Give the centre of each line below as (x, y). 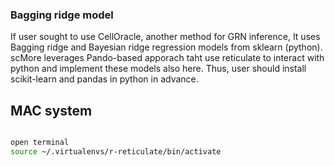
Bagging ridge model (62, 15)
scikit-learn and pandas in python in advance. (104, 79)
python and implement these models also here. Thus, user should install (158, 69)
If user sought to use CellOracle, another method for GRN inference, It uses (165, 37)
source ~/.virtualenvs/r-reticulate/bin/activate (116, 151)
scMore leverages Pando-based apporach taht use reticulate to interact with (167, 58)
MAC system (51, 110)
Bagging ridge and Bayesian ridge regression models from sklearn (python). (166, 47)
